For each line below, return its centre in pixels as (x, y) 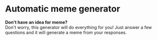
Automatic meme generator (63, 9)
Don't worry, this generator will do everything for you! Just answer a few (78, 27)
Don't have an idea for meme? (36, 22)
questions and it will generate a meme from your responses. (66, 32)
